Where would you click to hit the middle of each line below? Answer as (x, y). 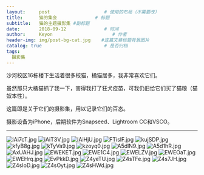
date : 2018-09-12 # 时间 (63, 29)
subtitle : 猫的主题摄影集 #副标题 (48, 23)
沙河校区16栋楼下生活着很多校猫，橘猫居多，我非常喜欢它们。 (83, 75)
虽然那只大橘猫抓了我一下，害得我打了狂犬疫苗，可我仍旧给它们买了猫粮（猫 (102, 88)
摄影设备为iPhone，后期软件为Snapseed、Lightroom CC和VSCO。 (90, 122)
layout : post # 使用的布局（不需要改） (83, 12)
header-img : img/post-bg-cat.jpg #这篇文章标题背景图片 (78, 40)
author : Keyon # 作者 (67, 35)
